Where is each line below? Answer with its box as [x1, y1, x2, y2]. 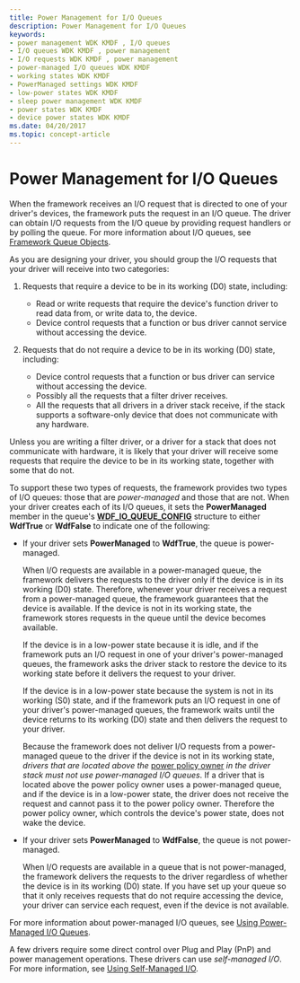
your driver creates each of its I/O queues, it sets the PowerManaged [9, 501, 267, 512]
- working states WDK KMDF [9, 72, 110, 81]
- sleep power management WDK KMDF [9, 96, 143, 106]
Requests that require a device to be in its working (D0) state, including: [22, 280, 288, 292]
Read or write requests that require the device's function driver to [35, 298, 278, 309]
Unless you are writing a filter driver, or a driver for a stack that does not [9, 436, 277, 447]
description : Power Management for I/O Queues [9, 22, 187, 31]
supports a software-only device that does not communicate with [35, 409, 278, 420]
